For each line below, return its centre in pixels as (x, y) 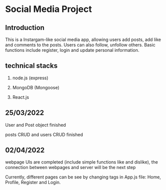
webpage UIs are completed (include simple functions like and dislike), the (82, 162)
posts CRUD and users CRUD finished (44, 134)
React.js (21, 97)
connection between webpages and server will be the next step (71, 168)
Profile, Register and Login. (33, 183)
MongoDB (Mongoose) (36, 87)
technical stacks (31, 66)
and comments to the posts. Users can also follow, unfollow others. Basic (80, 45)
